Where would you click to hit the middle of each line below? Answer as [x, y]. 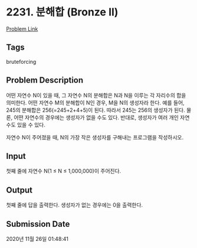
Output [19, 190]
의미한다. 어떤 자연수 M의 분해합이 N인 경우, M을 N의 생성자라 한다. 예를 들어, [95, 102]
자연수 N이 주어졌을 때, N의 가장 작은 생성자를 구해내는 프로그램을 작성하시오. [95, 137]
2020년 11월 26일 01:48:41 [37, 239]
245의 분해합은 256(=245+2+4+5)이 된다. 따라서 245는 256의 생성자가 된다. [96, 110]
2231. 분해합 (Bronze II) [62, 12]
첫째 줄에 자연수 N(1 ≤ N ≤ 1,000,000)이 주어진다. [64, 171]
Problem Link [22, 29]
